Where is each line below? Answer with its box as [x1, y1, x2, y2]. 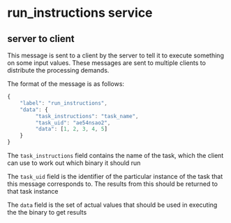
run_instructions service [7, 5, 153, 21]
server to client [7, 33, 75, 45]
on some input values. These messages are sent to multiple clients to [7, 59, 206, 67]
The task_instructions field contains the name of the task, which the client [7, 152, 224, 159]
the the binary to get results [7, 208, 87, 216]
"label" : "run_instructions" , [20, 99, 108, 106]
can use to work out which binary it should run [7, 159, 141, 167]
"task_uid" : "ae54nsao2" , [35, 119, 111, 127]
